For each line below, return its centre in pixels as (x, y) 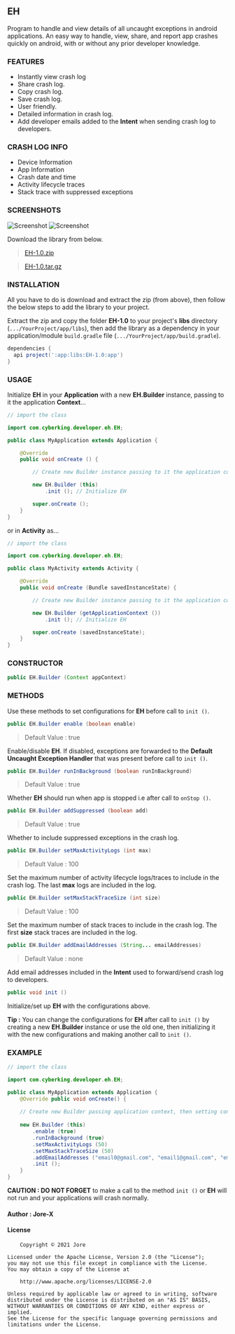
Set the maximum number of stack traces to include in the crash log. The (112, 925)
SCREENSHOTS (34, 210)
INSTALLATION (34, 285)
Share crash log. (41, 84)
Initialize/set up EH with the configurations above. (79, 1006)
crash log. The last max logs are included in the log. (82, 885)
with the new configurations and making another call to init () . (99, 1034)
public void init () (37, 992)
